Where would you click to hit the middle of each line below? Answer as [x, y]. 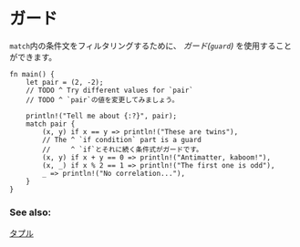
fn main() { [32, 74]
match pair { [51, 124]
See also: [31, 212]
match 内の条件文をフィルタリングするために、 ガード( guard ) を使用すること [150, 46]
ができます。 [33, 57]
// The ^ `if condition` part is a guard [122, 139]
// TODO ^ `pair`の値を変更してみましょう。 [103, 100]
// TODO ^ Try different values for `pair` [110, 90]
